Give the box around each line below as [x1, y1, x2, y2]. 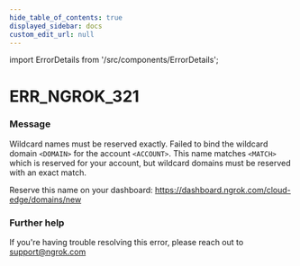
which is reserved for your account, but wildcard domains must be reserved [9, 157, 291, 168]
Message [9, 118, 51, 130]
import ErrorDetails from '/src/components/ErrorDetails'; [9, 55, 219, 66]
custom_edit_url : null [9, 30, 95, 39]
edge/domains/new [9, 194, 82, 205]
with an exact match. [9, 167, 87, 178]
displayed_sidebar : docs [9, 22, 103, 31]
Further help [9, 217, 65, 229]
